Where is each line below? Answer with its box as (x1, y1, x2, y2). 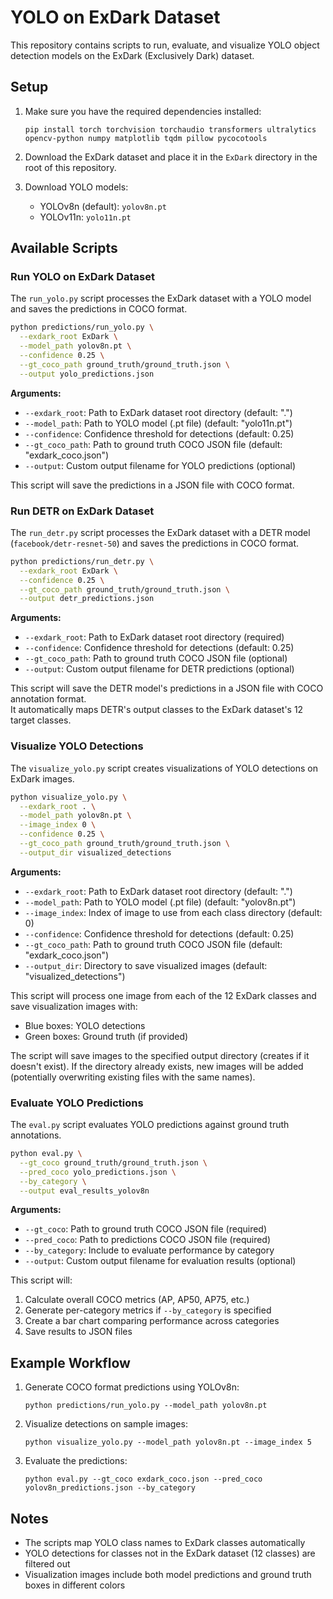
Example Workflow (10, 1354, 131, 1371)
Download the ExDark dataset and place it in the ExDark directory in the (24, 151, 318, 163)
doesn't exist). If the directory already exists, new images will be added (10, 1060, 304, 1072)
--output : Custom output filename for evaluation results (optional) (24, 1255, 297, 1267)
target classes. (10, 714, 72, 726)
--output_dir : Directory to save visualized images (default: (24, 959, 268, 971)
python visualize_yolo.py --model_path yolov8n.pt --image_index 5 (24, 1437, 312, 1448)
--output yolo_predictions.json (19, 369, 155, 379)
